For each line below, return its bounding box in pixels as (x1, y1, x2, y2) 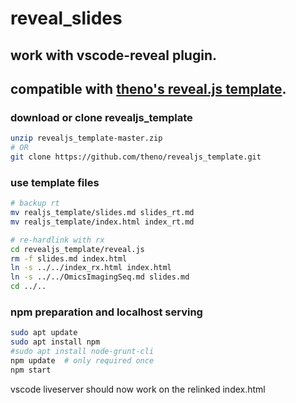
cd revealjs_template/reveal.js (10, 244, 145, 254)
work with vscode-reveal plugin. (10, 47, 217, 64)
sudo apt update (10, 328, 78, 338)
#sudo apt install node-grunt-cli (10, 347, 155, 357)
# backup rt (10, 198, 60, 209)
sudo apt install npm (10, 337, 101, 347)
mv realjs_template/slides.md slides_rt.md (10, 208, 195, 218)
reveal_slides (10, 7, 123, 30)
